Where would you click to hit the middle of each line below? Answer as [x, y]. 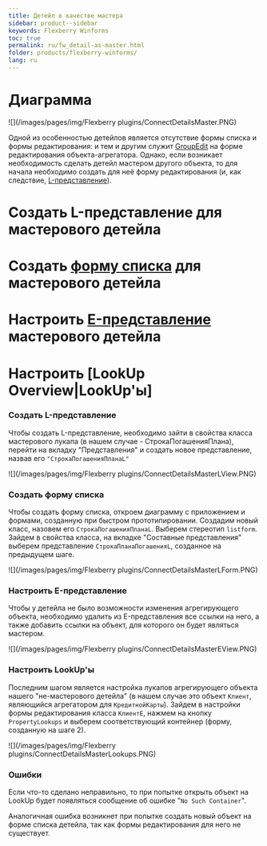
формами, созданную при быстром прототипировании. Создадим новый [133, 520]
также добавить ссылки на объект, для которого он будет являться [124, 625]
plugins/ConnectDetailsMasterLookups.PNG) [82, 754]
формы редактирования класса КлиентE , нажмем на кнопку [110, 712]
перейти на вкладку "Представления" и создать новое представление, [130, 450]
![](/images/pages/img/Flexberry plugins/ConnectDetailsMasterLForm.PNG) [133, 570]
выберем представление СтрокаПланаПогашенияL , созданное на [115, 546]
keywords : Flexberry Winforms [59, 30]
